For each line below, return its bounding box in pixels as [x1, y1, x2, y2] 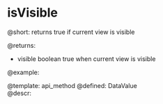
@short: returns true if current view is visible [7, 28, 135, 36]
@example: [7, 68, 40, 76]
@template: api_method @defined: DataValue [7, 81, 137, 89]
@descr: [7, 89, 31, 97]
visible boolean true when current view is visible [17, 54, 156, 63]
